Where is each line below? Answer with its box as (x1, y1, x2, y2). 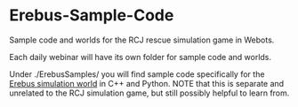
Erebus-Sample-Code (9, 5, 174, 26)
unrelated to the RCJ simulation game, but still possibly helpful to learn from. (9, 88, 290, 98)
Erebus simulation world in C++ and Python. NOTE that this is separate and (9, 78, 285, 88)
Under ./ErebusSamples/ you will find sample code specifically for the (9, 68, 265, 80)
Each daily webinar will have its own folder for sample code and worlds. (9, 51, 272, 62)
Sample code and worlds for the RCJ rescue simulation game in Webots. (9, 34, 275, 45)
